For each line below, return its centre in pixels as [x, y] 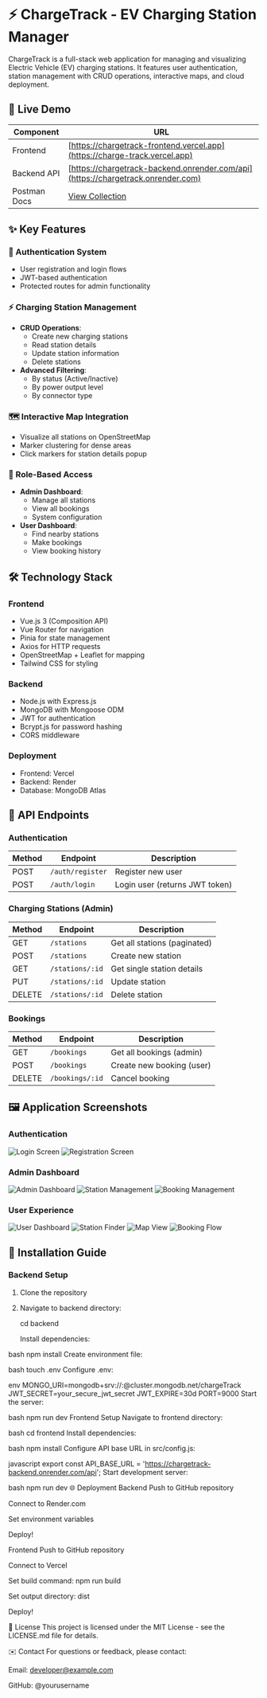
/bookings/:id [77, 1078]
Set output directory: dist [49, 1596]
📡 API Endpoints [49, 815]
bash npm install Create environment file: [75, 1354]
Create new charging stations [80, 336]
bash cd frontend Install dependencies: [72, 1433]
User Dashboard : [48, 526]
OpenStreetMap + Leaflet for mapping [82, 655]
